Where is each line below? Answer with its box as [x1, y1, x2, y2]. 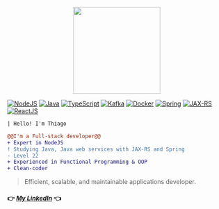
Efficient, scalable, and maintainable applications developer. [24, 178, 196, 186]
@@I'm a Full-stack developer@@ [7, 133, 101, 140]
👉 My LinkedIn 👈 [7, 194, 61, 202]
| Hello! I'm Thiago [7, 120, 67, 127]
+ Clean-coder [7, 165, 49, 172]
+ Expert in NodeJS [7, 139, 64, 146]
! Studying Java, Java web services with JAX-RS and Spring [7, 146, 186, 153]
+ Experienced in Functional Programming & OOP [7, 158, 148, 166]
